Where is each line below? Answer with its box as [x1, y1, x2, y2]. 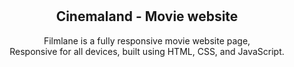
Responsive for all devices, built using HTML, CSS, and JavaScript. [9, 45, 285, 57]
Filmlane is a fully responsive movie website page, [43, 34, 251, 47]
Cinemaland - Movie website [55, 8, 239, 25]
